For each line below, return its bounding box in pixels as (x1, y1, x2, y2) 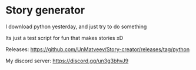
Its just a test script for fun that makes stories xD (5, 34, 124, 41)
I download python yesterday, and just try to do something (5, 23, 147, 30)
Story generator (5, 4, 85, 17)
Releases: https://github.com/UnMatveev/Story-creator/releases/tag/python (5, 45, 190, 53)
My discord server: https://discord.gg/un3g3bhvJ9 (5, 57, 129, 64)
